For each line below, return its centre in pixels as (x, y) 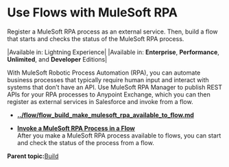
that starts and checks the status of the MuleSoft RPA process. (96, 38)
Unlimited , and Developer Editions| (57, 59)
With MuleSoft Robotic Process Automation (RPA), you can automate (104, 73)
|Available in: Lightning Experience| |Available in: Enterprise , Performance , (113, 52)
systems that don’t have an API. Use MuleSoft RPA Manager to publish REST (115, 87)
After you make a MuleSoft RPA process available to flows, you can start (119, 136)
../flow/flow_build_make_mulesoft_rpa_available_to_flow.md (105, 115)
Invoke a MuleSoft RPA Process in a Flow (76, 128)
